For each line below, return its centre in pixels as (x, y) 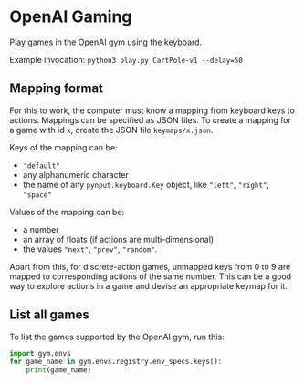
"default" (42, 166)
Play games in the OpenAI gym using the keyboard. (106, 42)
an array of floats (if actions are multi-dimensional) (118, 239)
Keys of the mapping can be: (63, 147)
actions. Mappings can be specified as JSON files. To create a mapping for (151, 119)
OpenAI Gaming (71, 17)
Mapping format (56, 88)
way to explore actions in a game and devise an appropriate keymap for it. (148, 285)
